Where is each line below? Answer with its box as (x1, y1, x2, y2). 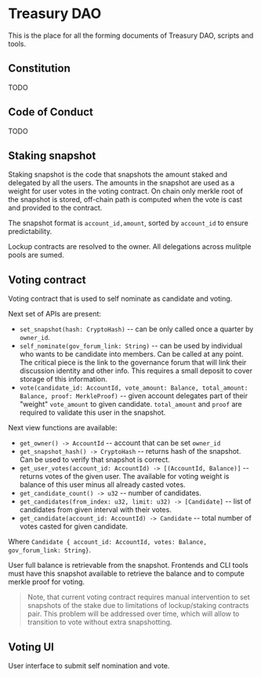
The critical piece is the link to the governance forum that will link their (19, 358, 247, 368)
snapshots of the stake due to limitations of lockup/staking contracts (27, 601, 249, 610)
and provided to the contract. (8, 203, 103, 213)
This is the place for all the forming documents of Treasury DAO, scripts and (8, 31, 254, 40)
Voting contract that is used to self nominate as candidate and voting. (8, 294, 233, 303)
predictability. (8, 227, 53, 236)
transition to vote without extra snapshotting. (27, 617, 172, 627)
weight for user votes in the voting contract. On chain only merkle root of (8, 186, 244, 196)
